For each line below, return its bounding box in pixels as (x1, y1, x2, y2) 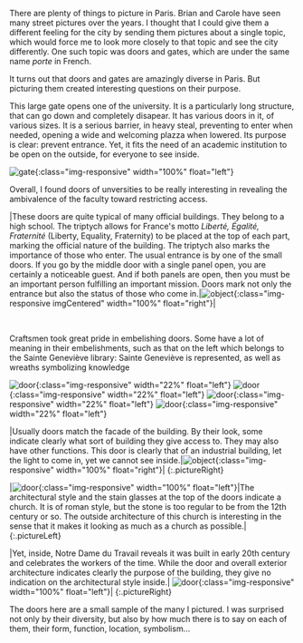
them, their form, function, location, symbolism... (9, 623, 191, 634)
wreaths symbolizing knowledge (9, 362, 130, 373)
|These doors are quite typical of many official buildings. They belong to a (9, 211, 285, 221)
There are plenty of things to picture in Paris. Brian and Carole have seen (9, 8, 281, 18)
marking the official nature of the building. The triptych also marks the (9, 240, 270, 250)
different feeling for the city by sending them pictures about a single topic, (9, 27, 287, 37)
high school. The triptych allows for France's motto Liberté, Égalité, (9, 221, 260, 231)
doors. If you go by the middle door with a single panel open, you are (9, 259, 267, 270)
